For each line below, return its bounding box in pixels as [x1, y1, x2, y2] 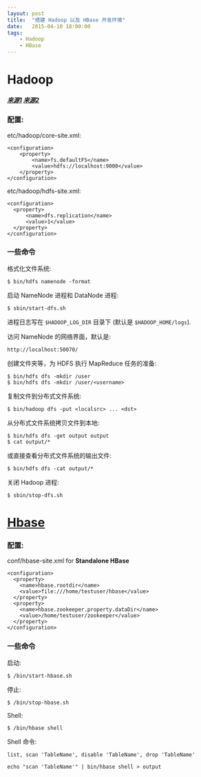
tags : [7, 29, 23, 37]
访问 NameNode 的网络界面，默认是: [7, 332, 112, 341]
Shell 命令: [7, 737, 37, 745]
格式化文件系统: [7, 264, 52, 272]
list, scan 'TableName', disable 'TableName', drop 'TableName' [7, 751, 195, 758]
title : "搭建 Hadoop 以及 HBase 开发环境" [7, 17, 126, 23]
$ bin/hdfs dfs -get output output [7, 432, 109, 439]
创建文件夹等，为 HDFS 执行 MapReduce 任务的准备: [7, 359, 157, 367]
